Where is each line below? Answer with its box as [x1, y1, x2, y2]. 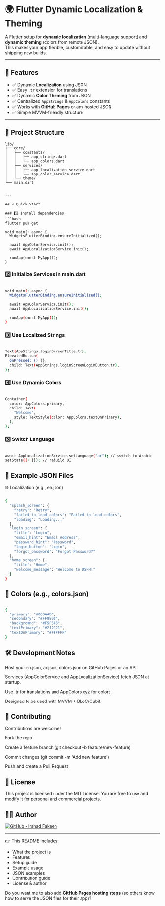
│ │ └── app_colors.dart [5, 158, 65, 164]
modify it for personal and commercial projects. [5, 796, 101, 802]
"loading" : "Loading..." [14, 517, 65, 522]
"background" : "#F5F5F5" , [9, 621, 63, 626]
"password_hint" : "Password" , [14, 539, 76, 545]
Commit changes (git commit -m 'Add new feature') [5, 754, 109, 760]
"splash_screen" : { [9, 503, 50, 508]
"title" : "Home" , [14, 562, 50, 568]
